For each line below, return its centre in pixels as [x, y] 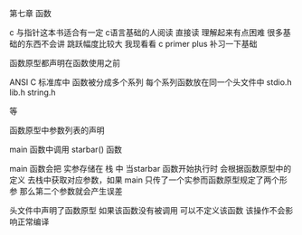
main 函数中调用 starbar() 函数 [66, 149]
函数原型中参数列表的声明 [57, 130]
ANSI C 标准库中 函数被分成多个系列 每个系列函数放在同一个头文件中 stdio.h [151, 82]
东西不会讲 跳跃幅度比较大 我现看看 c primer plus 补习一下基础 [141, 44]
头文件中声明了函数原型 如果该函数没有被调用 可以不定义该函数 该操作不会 [147, 210]
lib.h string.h [33, 92]
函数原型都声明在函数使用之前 [65, 63]
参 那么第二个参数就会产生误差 [66, 191]
